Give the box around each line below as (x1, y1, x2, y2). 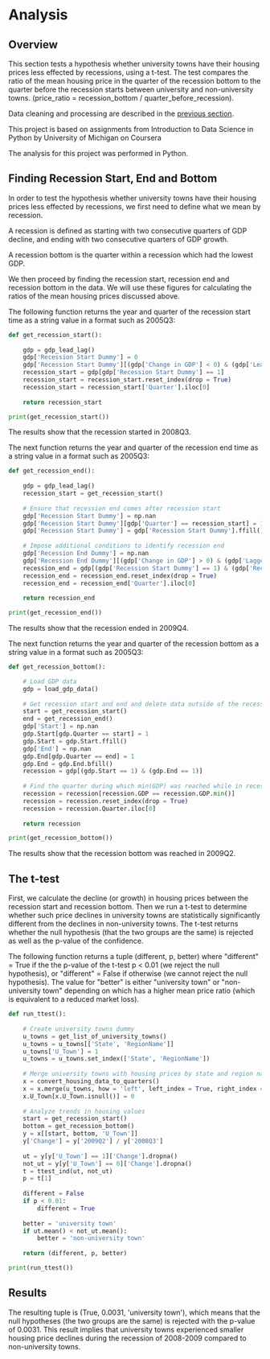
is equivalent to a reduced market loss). (8, 995, 139, 1004)
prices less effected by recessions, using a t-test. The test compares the (8, 68, 249, 77)
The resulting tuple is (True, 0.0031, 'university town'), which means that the (8, 1308, 261, 1317)
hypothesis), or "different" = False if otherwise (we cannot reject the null (8, 969, 248, 978)
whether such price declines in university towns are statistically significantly (8, 911, 261, 920)
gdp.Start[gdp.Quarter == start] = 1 (22, 730, 149, 738)
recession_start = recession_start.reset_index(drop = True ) (22, 376, 231, 384)
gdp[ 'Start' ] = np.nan (22, 723, 99, 731)
